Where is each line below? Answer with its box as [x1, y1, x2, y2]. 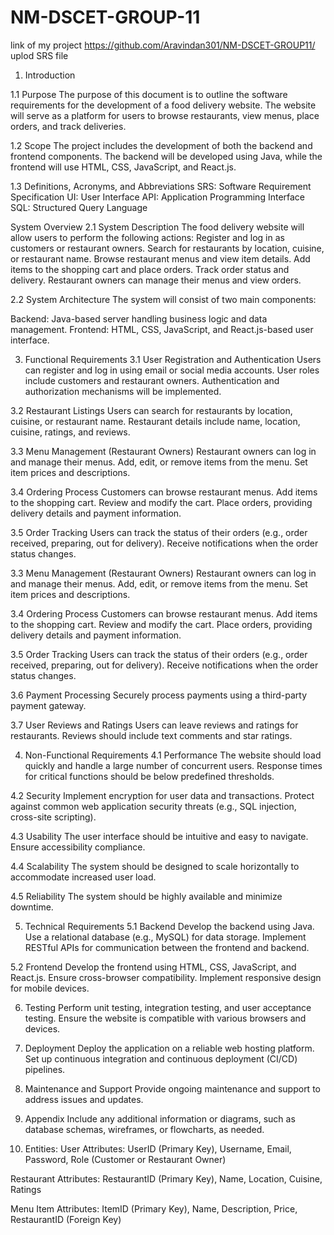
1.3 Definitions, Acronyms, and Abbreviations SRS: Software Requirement [10, 180, 312, 192]
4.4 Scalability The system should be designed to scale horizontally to [10, 860, 300, 872]
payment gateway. [10, 699, 87, 711]
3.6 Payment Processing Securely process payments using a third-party [10, 689, 308, 701]
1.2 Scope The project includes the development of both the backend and [10, 139, 313, 151]
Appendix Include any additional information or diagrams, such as [24, 1112, 296, 1125]
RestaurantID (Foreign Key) [10, 1213, 122, 1225]
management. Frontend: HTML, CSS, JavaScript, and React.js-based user [10, 323, 314, 335]
